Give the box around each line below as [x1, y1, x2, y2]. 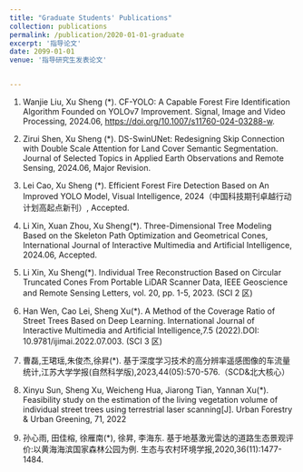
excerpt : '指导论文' [9, 38, 82, 48]
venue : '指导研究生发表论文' [9, 55, 107, 65]
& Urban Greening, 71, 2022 [22, 414, 127, 424]
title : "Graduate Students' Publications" [9, 13, 172, 23]
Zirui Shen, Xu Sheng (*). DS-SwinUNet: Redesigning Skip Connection [22, 134, 286, 144]
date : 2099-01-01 [9, 47, 75, 56]
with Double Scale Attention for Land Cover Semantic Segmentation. [22, 143, 279, 154]
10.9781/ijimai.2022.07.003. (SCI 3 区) [22, 336, 163, 346]
